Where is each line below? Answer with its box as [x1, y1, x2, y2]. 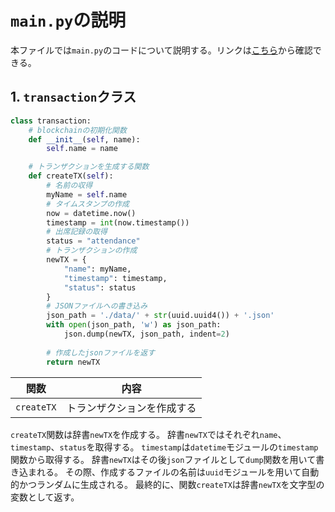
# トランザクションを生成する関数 [28, 162, 150, 172]
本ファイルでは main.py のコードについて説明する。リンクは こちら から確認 [10, 44, 313, 56]
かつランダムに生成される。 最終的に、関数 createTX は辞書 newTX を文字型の [18, 478, 325, 490]
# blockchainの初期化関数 [28, 125, 127, 135]
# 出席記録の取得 [46, 227, 108, 237]
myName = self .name [46, 189, 128, 200]
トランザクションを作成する [66, 401, 197, 415]
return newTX [46, 357, 101, 367]
